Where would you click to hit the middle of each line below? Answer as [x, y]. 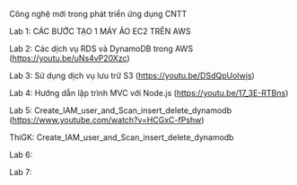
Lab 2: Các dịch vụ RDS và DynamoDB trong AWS [101, 48]
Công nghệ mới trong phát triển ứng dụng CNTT [98, 14]
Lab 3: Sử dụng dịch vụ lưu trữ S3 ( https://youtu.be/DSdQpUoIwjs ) [132, 75]
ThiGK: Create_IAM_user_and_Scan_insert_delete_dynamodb [122, 137]
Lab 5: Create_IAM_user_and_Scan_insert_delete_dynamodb [120, 110]
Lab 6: [21, 154]
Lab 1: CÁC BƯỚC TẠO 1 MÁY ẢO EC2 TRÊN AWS [100, 31]
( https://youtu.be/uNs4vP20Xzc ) [70, 58]
